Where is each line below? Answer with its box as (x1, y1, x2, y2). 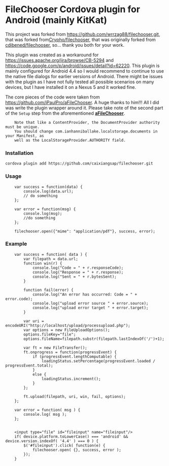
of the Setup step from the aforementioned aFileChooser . (5, 110, 125, 116)
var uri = (23, 318, 44, 323)
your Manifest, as (5, 133, 44, 138)
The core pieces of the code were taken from (5, 94, 100, 100)
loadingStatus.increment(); (41, 376, 101, 381)
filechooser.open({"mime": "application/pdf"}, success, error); (14, 228, 156, 234)
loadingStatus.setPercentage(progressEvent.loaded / (41, 358, 156, 363)
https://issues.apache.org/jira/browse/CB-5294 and (5, 57, 114, 63)
